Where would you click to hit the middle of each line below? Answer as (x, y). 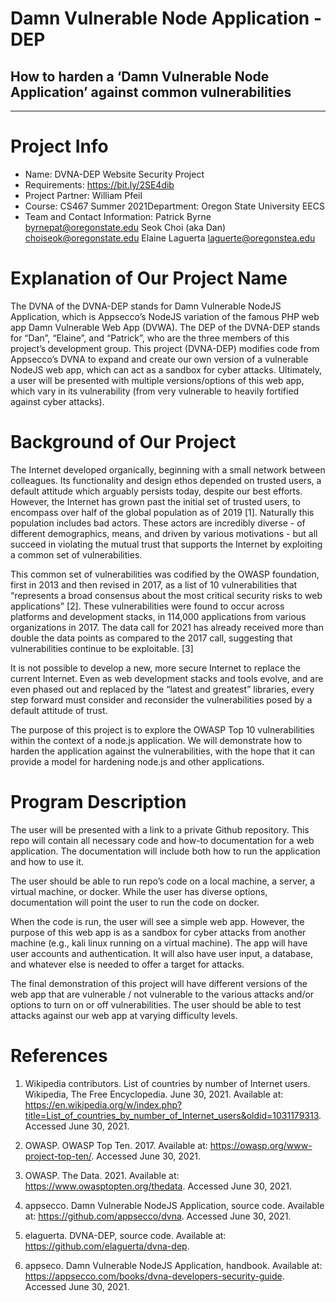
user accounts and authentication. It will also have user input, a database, (161, 953)
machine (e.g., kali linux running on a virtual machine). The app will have (159, 943)
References (59, 1055)
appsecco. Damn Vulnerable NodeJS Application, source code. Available (174, 1205)
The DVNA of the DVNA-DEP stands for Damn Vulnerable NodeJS (146, 306)
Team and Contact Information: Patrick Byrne (118, 216)
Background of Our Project (123, 442)
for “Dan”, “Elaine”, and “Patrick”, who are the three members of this (150, 338)
